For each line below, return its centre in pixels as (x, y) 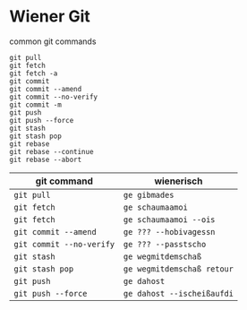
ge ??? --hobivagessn (170, 232)
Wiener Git (50, 17)
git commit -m (36, 105)
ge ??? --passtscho (165, 244)
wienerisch (179, 181)
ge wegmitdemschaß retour (179, 269)
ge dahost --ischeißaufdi (179, 293)
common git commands (53, 41)
